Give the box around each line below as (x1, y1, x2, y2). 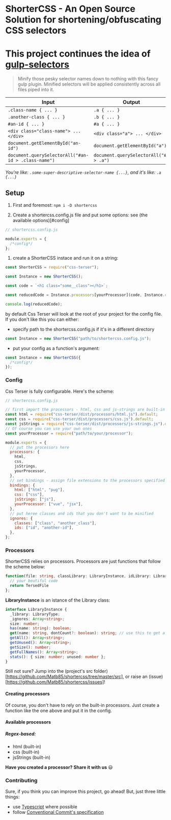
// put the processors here (10, 445, 70, 450)
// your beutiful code (10, 579, 58, 584)
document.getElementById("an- (8, 141, 81, 146)
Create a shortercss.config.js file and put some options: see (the (12, 212, 148, 218)
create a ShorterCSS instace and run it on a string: (12, 255, 119, 261)
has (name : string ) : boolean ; (10, 626, 72, 631)
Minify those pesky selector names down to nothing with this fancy (17, 76, 159, 82)
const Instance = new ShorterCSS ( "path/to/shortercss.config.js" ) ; (5, 336, 152, 341)
